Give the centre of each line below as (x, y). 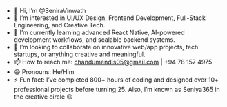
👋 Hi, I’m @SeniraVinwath (50, 11)
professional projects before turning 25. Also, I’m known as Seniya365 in (117, 90)
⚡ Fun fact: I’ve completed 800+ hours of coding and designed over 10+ (116, 80)
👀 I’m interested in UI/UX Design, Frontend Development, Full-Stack (109, 18)
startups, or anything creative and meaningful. (79, 54)
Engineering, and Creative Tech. (59, 25)
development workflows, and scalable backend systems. (95, 40)
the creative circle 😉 (43, 97)
